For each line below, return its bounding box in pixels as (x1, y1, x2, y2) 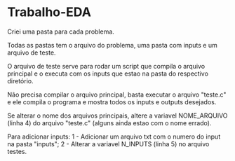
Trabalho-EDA (7, 4, 91, 20)
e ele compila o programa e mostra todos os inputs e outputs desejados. (7, 97, 217, 106)
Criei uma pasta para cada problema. (7, 27, 114, 36)
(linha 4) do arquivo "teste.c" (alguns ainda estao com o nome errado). (7, 118, 212, 127)
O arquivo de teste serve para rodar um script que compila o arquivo (7, 62, 206, 70)
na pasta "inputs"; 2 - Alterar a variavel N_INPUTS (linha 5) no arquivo (7, 139, 210, 148)
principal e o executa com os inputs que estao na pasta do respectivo (7, 69, 209, 78)
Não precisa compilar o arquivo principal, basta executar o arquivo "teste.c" (7, 90, 227, 99)
